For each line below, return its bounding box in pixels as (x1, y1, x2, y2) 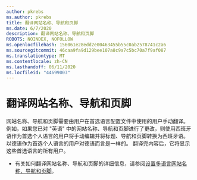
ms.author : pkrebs (6, 14, 52, 20)
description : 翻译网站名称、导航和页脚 (6, 31, 94, 37)
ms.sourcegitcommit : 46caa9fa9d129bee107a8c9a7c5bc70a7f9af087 (6, 48, 167, 53)
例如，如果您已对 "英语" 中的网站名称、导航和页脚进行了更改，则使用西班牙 (6, 125, 192, 132)
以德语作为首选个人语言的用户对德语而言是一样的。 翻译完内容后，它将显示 (6, 140, 190, 147)
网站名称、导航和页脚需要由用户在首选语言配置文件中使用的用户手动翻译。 (6, 118, 189, 125)
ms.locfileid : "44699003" (6, 70, 70, 75)
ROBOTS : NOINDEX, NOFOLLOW (6, 36, 73, 42)
